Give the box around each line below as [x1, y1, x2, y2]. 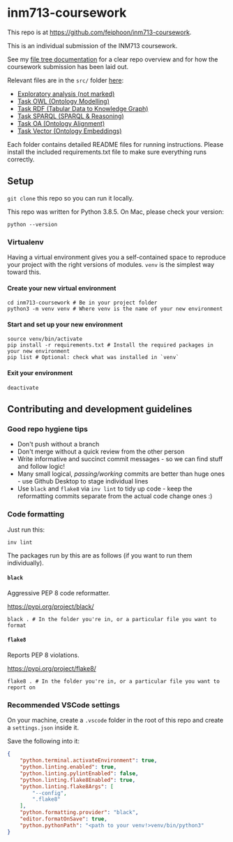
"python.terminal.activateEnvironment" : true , [20, 757, 158, 764]
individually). [7, 558, 44, 567]
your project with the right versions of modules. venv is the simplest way [7, 261, 215, 269]
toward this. [7, 268, 42, 277]
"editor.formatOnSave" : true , [20, 815, 108, 822]
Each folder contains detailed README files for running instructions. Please [7, 140, 224, 148]
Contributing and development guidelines [7, 403, 193, 415]
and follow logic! [17, 463, 65, 471]
